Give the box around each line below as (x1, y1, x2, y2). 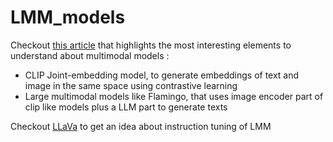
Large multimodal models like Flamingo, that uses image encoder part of (24, 90, 324, 102)
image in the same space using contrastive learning (24, 79, 238, 91)
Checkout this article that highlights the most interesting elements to (10, 39, 292, 51)
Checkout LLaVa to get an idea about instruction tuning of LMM (10, 120, 272, 132)
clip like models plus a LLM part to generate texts (24, 101, 228, 113)
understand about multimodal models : (10, 49, 170, 61)
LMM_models (10, 6, 126, 29)
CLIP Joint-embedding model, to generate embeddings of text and (24, 69, 300, 81)
